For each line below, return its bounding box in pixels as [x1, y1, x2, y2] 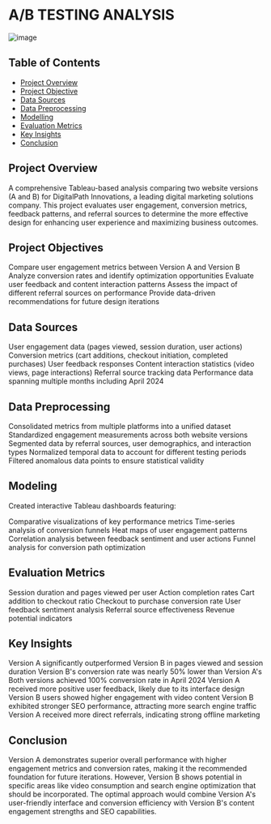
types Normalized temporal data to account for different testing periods [8, 448, 247, 457]
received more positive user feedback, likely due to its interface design [8, 684, 245, 694]
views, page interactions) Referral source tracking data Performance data [8, 367, 253, 378]
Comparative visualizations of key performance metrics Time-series [8, 517, 235, 526]
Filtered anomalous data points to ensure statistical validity [8, 456, 205, 466]
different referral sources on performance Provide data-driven [8, 288, 216, 298]
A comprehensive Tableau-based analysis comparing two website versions [8, 182, 259, 192]
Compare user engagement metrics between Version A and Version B [8, 262, 240, 273]
